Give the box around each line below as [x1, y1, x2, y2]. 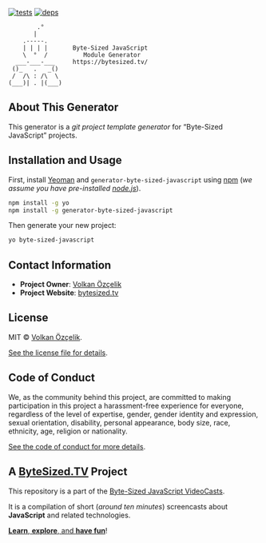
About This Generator [8, 101, 119, 114]
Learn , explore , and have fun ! [8, 525, 108, 535]
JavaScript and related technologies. [8, 510, 131, 520]
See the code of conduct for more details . [8, 441, 146, 451]
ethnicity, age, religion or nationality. [8, 426, 128, 436]
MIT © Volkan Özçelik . [8, 332, 82, 341]
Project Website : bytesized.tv [19, 288, 119, 297]
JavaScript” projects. [8, 130, 77, 140]
